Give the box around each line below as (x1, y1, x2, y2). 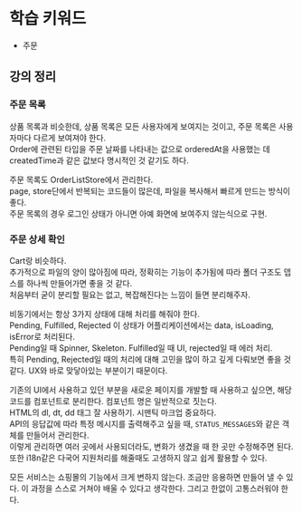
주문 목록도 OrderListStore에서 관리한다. (9, 174, 154, 185)
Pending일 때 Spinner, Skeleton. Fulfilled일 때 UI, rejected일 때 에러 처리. (9, 342, 273, 353)
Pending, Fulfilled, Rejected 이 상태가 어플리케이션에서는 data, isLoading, (9, 319, 274, 331)
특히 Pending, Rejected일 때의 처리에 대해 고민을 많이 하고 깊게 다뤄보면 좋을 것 (9, 353, 291, 364)
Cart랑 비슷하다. (9, 255, 67, 266)
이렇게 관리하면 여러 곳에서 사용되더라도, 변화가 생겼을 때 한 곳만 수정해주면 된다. (9, 440, 294, 451)
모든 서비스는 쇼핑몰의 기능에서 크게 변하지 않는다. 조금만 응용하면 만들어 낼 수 (9, 471, 285, 482)
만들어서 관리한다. (25, 430, 90, 440)
